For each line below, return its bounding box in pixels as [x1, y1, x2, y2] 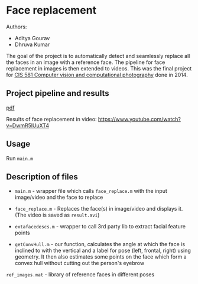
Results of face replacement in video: [6, 115, 97, 122]
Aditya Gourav [14, 34, 50, 41]
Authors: [6, 23, 27, 30]
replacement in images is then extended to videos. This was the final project [6, 64, 192, 72]
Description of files [6, 172, 79, 182]
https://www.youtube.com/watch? [98, 115, 181, 122]
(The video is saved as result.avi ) [14, 211, 100, 219]
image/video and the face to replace [14, 193, 103, 201]
